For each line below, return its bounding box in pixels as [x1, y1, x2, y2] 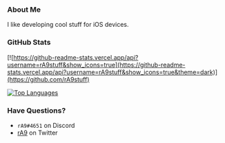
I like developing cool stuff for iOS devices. [7, 21, 129, 29]
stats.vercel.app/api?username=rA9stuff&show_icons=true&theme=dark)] [7, 67, 218, 76]
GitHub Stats [7, 38, 51, 47]
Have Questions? [7, 105, 66, 115]
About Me [7, 5, 41, 14]
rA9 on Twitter [17, 129, 58, 137]
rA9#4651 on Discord [17, 121, 75, 129]
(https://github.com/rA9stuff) [7, 75, 90, 83]
